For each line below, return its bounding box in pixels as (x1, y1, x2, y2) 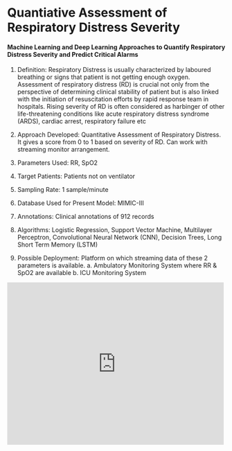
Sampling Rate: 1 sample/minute (17, 186, 109, 194)
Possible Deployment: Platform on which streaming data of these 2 (17, 254, 208, 263)
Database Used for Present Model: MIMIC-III (17, 199, 144, 207)
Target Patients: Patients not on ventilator (17, 172, 136, 181)
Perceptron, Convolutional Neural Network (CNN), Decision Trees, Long (17, 233, 222, 242)
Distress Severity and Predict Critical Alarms (7, 50, 139, 58)
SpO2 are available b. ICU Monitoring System (17, 269, 147, 277)
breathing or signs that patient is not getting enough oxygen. (17, 73, 190, 81)
